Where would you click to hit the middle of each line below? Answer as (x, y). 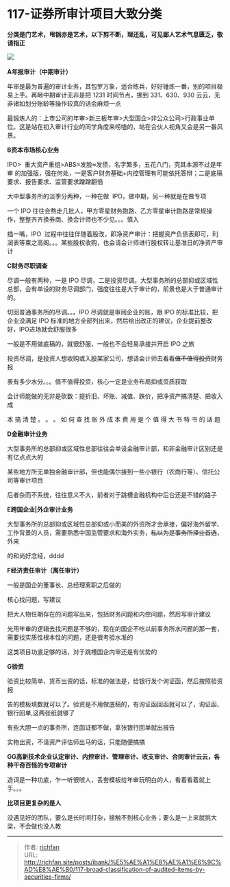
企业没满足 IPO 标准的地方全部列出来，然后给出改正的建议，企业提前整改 (110, 321)
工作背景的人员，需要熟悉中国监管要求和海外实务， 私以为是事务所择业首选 (112, 532)
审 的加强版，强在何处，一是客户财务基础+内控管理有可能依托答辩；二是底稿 (115, 173)
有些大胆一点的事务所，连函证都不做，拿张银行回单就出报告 (91, 727)
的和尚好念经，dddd (36, 555)
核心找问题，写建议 (34, 599)
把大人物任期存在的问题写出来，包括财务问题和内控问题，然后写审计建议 (109, 614)
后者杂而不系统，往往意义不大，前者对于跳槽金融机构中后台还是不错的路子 (112, 494)
